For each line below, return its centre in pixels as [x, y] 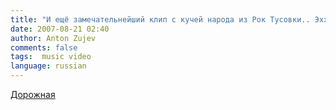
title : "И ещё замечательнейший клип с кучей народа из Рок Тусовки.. [160, 19]
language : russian [48, 66]
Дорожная [33, 94]
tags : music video [51, 57]
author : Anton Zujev [53, 38]
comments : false [44, 47]
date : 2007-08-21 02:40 [60, 29]
